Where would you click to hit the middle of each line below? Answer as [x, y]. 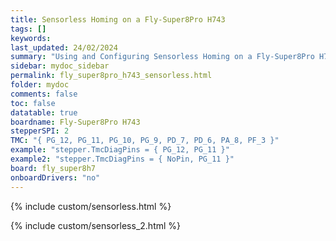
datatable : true [44, 112]
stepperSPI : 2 [40, 131]
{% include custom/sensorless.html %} [91, 206]
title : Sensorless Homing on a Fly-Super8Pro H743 [118, 19]
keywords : [31, 38]
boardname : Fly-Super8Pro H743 [75, 122]
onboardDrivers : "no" [55, 177]
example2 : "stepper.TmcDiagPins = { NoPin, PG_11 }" [122, 159]
